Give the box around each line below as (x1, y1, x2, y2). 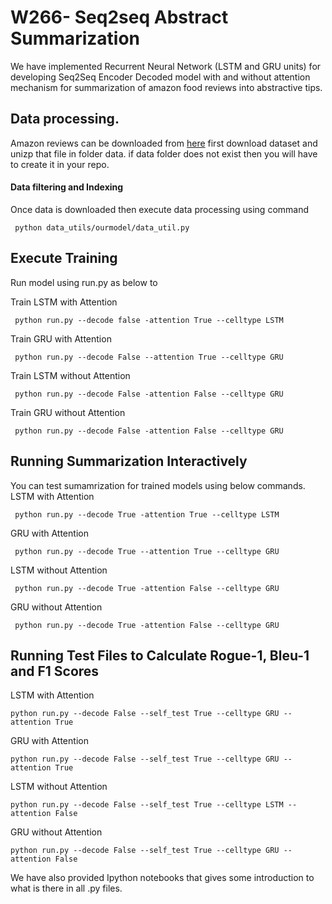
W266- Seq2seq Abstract (10, 6, 229, 29)
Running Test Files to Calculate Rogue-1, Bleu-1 (10, 647, 310, 664)
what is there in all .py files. (10, 882, 123, 895)
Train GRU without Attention (10, 406, 126, 418)
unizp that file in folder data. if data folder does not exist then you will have (10, 147, 318, 160)
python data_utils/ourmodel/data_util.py (14, 222, 190, 233)
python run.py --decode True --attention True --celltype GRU (14, 546, 280, 556)
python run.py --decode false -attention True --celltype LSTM (14, 315, 284, 325)
